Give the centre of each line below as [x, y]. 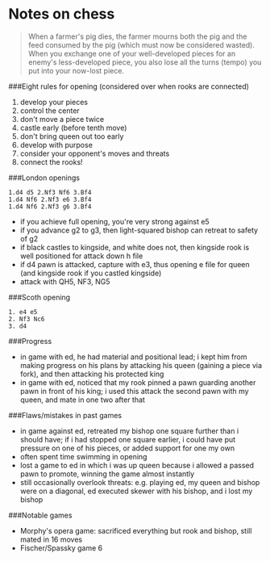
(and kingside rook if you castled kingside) [91, 273]
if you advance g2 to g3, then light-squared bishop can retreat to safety [139, 230]
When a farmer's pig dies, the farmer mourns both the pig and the [137, 36]
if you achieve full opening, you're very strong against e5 [114, 221]
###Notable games [40, 515]
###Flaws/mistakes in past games [65, 415]
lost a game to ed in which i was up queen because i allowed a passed [137, 465]
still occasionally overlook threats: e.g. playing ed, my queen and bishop [140, 482]
